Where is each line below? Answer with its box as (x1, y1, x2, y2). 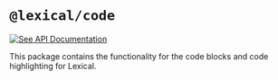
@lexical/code (9, 7, 116, 24)
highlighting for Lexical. (9, 60, 97, 71)
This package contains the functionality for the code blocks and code (9, 50, 269, 61)
